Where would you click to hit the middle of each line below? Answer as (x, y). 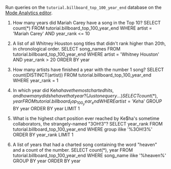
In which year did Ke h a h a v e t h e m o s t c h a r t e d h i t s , (63, 90)
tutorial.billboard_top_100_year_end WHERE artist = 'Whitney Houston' (86, 54)
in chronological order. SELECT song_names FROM (67, 49)
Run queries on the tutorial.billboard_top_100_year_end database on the (83, 7)
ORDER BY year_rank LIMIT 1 (43, 135)
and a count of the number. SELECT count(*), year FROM (73, 150)
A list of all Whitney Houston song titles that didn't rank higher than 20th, (89, 43)
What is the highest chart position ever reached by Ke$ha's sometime (86, 118)
